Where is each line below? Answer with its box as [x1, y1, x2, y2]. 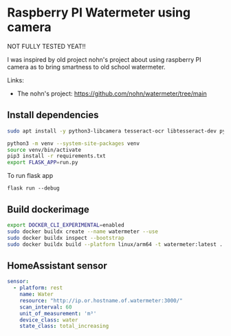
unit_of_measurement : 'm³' [19, 310, 97, 317]
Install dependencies [7, 109, 99, 121]
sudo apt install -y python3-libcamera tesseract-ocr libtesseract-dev [7, 127, 217, 135]
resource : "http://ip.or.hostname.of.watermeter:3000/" [19, 297, 184, 304]
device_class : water [19, 316, 78, 324]
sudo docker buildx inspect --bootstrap [7, 234, 125, 241]
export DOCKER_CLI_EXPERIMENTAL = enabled [7, 221, 125, 228]
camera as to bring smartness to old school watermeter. [7, 63, 166, 71]
